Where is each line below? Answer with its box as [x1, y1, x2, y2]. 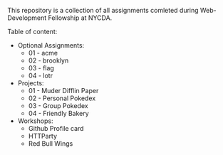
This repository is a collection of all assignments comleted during [7, 6, 199, 14]
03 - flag [28, 64, 55, 72]
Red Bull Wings [28, 139, 73, 148]
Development [7, 14, 47, 22]
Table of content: [7, 28, 58, 36]
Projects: [17, 79, 44, 87]
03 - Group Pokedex [28, 102, 88, 109]
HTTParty [28, 132, 58, 140]
